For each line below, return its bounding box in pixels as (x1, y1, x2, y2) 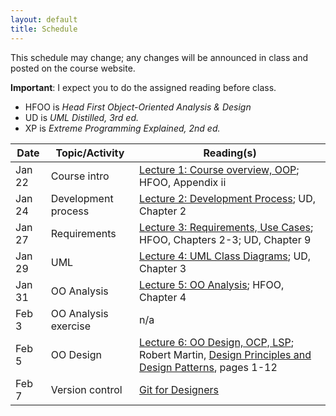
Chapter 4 (139, 290, 187, 304)
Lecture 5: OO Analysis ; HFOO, (139, 277, 285, 291)
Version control (50, 382, 123, 396)
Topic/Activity (55, 146, 125, 160)
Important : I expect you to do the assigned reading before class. (10, 81, 277, 93)
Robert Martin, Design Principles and (139, 347, 312, 361)
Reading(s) (203, 146, 257, 160)
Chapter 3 (139, 261, 187, 275)
